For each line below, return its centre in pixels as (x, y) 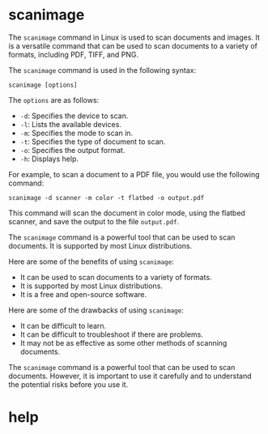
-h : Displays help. (49, 159)
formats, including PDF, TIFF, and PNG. (74, 54)
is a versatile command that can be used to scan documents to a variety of (133, 45)
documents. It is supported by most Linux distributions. (100, 245)
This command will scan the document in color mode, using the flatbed (127, 213)
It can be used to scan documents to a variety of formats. (116, 277)
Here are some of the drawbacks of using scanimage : (96, 310)
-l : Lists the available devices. (70, 124)
